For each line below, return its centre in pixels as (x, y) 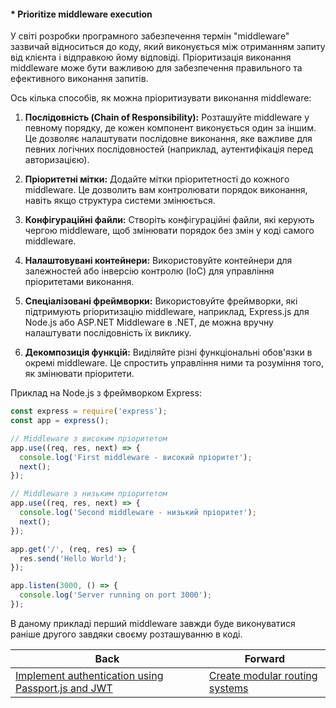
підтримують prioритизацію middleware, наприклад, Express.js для (167, 312)
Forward (265, 658)
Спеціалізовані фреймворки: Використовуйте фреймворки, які (161, 301)
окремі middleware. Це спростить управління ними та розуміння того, (174, 363)
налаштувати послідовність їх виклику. (108, 333)
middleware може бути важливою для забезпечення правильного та (156, 68)
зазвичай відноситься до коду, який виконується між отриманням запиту (168, 47)
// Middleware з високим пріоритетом (89, 438)
